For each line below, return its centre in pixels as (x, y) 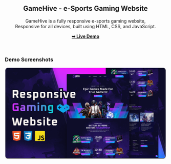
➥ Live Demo (85, 36)
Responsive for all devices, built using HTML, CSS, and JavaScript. (85, 26)
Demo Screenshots (29, 59)
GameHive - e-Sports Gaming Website (85, 8)
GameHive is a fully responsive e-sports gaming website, (85, 21)
